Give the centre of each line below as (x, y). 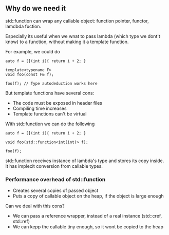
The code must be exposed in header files (58, 103)
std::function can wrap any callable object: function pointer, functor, (77, 21)
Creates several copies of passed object (55, 191)
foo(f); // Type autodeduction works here (51, 83)
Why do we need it (35, 8)
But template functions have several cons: (50, 93)
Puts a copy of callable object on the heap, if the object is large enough (88, 196)
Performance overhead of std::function (55, 179)
